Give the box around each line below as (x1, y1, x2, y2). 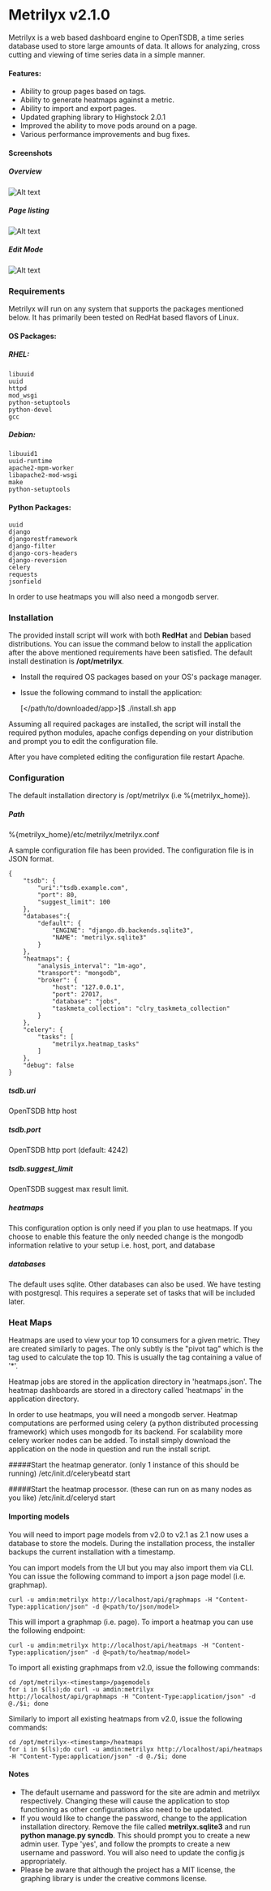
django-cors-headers (8, 549, 79, 557)
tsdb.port (8, 1124, 41, 1134)
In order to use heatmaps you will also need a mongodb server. (8, 591, 219, 601)
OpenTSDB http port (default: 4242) (8, 1145, 128, 1155)
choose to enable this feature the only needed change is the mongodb (8, 1231, 243, 1242)
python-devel (8, 406, 53, 414)
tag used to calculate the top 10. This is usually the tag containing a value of (8, 1352, 262, 1362)
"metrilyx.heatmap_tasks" (51, 1040, 140, 1048)
